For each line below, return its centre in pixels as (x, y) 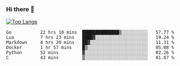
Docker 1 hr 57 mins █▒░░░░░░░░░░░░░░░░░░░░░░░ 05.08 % (90, 48)
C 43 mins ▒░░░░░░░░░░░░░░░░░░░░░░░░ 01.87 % (90, 58)
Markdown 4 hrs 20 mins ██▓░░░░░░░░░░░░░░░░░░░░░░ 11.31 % (90, 43)
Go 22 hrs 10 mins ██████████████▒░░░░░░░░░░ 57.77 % (90, 32)
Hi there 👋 (21, 9)
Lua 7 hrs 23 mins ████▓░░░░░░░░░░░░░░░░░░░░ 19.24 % (90, 38)
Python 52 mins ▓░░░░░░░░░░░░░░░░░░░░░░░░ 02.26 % (90, 53)
